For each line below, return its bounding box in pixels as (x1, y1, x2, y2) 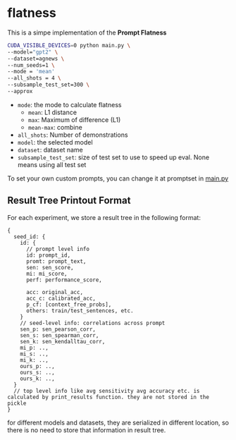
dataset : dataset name (17, 145, 83, 154)
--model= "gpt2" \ (7, 48, 58, 56)
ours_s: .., (20, 369, 55, 376)
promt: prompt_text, (25, 257, 87, 265)
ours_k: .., (20, 375, 55, 382)
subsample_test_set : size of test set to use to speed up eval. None (17, 153, 210, 161)
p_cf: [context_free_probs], (25, 301, 112, 308)
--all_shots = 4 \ (7, 75, 61, 82)
